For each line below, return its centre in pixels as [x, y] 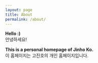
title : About [19, 15]
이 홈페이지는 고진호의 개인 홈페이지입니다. [47, 55]
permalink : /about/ [26, 19]
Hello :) [13, 34]
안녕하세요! [16, 40]
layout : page [19, 10]
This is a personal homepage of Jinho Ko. [50, 50]
